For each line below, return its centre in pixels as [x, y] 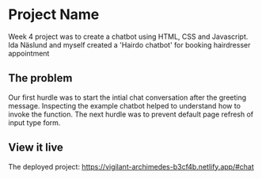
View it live [36, 148]
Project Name [54, 15]
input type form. [34, 122]
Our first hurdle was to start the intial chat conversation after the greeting [127, 97]
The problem [40, 78]
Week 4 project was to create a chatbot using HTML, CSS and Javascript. [128, 36]
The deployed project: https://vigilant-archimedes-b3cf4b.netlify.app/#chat [131, 166]
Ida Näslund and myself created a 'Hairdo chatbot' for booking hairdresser [129, 44]
